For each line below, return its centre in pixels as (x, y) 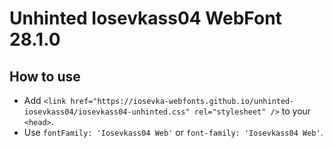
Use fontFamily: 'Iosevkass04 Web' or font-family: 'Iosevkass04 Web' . (173, 132)
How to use (45, 76)
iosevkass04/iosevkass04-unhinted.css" (107, 112)
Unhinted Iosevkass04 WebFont (145, 18)
